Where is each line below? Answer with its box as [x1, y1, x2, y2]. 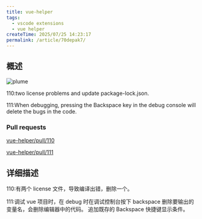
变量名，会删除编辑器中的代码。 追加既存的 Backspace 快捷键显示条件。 [6, 205, 189, 213]
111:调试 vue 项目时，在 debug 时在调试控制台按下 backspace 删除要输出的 [6, 198, 194, 205]
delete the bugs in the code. [6, 108, 78, 115]
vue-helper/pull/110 [6, 137, 55, 144]
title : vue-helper [6, 9, 53, 15]
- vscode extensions [12, 20, 64, 26]
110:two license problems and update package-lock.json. [6, 89, 150, 97]
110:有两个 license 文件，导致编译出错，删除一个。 [6, 185, 133, 192]
